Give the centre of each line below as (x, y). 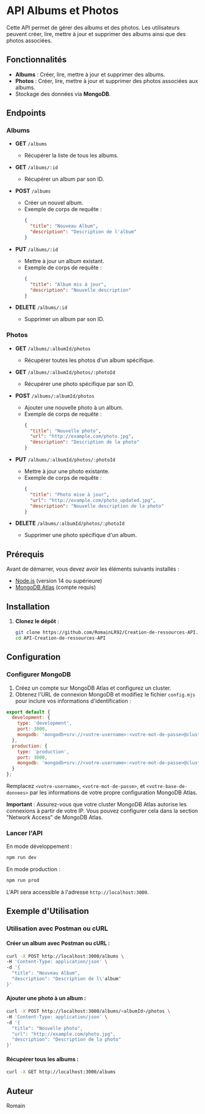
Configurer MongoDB (39, 675)
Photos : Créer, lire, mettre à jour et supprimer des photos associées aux (106, 81)
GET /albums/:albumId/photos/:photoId (65, 372)
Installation (28, 606)
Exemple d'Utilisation (48, 911)
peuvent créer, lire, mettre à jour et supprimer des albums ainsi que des (96, 34)
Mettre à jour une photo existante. (67, 471)
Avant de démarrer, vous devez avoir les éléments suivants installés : (93, 569)
